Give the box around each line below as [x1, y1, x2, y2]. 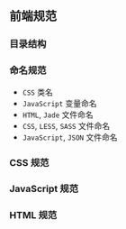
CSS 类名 [22, 87, 54, 97]
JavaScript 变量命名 [22, 97, 97, 108]
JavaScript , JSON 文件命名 [22, 132, 118, 142]
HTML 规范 [9, 209, 58, 222]
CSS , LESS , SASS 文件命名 [22, 120, 111, 131]
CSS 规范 [9, 156, 49, 169]
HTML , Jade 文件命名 [22, 109, 94, 120]
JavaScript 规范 [9, 183, 79, 196]
